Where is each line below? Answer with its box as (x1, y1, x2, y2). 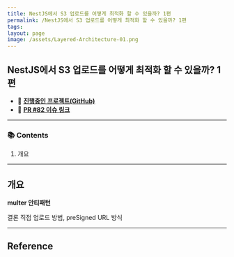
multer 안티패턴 (7, 198, 51, 207)
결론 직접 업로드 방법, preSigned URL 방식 (7, 214, 123, 222)
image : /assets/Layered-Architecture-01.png (7, 36, 139, 43)
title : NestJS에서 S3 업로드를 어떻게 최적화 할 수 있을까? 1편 (7, 10, 171, 17)
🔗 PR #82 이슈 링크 (17, 105, 70, 114)
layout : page (7, 29, 45, 37)
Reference (7, 240, 54, 252)
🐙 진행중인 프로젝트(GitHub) (17, 96, 95, 105)
